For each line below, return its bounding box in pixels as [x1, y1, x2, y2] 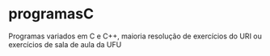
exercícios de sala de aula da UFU [8, 39, 122, 49]
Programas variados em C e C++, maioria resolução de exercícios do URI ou [8, 31, 263, 41]
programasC [8, 5, 95, 23]
